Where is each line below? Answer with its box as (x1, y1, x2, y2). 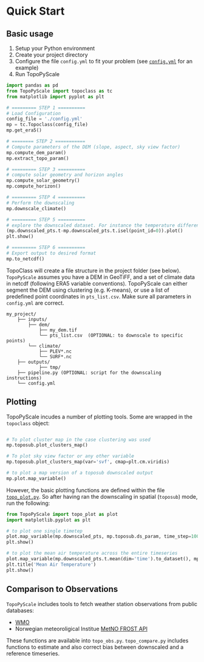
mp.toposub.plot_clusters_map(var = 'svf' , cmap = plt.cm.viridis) (6, 459, 170, 465)
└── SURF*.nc (38, 353, 72, 360)
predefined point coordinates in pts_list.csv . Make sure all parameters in (6, 292, 191, 300)
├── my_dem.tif (38, 327, 78, 333)
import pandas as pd (6, 82, 59, 88)
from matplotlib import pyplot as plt (6, 93, 104, 100)
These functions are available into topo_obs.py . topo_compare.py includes (6, 636, 189, 644)
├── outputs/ (17, 359, 50, 365)
